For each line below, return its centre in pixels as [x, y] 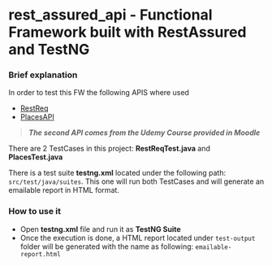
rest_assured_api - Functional [110, 15]
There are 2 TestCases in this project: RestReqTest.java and [110, 149]
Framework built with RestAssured [127, 32]
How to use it [35, 211]
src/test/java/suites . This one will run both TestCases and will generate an [136, 181]
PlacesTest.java [36, 157]
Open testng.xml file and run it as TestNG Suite [100, 229]
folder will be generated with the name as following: [107, 246]
